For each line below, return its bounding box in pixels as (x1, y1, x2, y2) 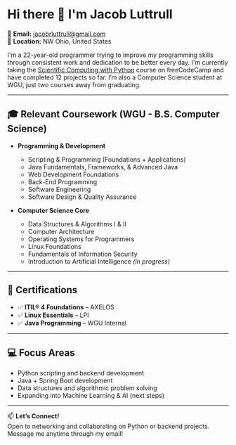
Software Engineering (27, 185, 91, 193)
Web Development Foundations (27, 170, 119, 179)
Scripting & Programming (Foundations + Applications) (27, 155, 186, 164)
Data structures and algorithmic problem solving (17, 384, 157, 392)
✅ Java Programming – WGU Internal (17, 318, 126, 327)
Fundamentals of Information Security (27, 250, 138, 258)
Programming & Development (17, 141, 106, 150)
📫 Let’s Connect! (7, 412, 60, 420)
